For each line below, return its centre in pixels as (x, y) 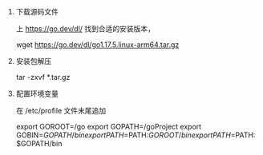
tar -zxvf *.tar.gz (43, 77)
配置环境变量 (37, 93)
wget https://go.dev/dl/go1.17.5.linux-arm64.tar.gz (97, 45)
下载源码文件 (37, 12)
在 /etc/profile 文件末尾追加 (61, 111)
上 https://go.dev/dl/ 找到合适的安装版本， (85, 29)
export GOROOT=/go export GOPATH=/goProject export (109, 127)
